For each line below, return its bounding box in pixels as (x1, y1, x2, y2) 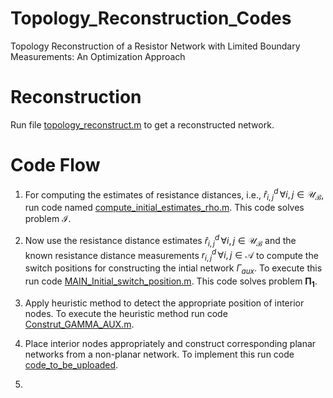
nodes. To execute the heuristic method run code (24, 307, 228, 319)
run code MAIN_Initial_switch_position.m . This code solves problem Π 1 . (24, 275, 318, 289)
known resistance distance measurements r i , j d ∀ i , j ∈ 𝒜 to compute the (24, 247, 319, 264)
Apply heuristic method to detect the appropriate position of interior (24, 297, 305, 309)
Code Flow (10, 154, 101, 177)
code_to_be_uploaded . (24, 358, 119, 371)
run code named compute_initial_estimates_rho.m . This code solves (24, 202, 305, 214)
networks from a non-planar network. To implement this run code (24, 348, 295, 360)
